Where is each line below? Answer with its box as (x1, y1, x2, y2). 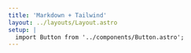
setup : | (8, 26, 37, 34)
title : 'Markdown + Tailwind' (8, 11, 108, 19)
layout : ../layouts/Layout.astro (8, 19, 118, 26)
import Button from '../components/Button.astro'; (15, 33, 185, 41)
